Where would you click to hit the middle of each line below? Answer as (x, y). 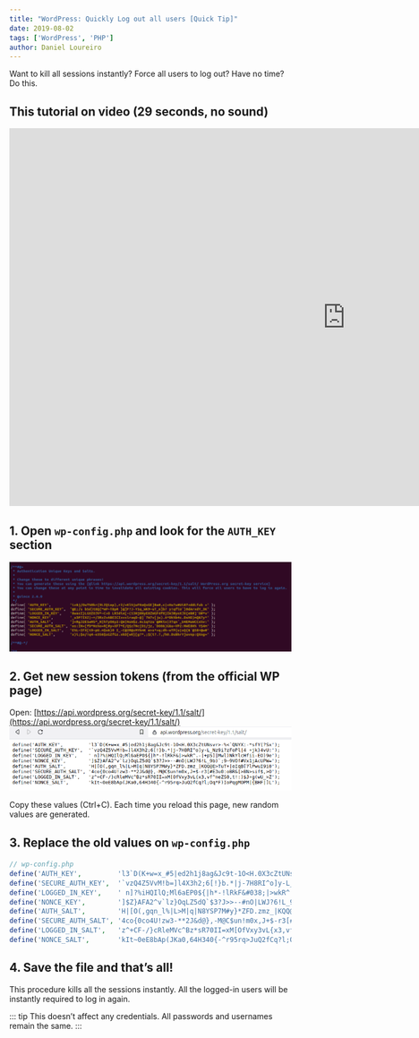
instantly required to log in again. (70, 999)
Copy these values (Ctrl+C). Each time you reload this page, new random (144, 805)
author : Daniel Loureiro (56, 47)
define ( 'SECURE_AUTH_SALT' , (62, 921)
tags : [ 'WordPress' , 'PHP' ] (62, 38)
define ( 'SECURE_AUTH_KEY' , (60, 883)
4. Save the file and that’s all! (91, 968)
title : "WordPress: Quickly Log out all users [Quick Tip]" (124, 19)
